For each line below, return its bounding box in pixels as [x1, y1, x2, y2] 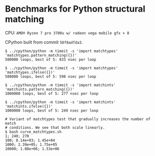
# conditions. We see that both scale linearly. [5, 125, 105, 130]
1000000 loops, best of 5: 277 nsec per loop [5, 91, 98, 96]
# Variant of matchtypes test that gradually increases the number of [5, 117, 151, 121]
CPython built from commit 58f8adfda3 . [5, 39, 83, 45]
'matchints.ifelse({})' [5, 104, 53, 109]
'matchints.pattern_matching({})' [5, 87, 75, 92]
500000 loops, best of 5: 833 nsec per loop [5, 57, 96, 62]
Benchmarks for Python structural [5, 3, 145, 15]
